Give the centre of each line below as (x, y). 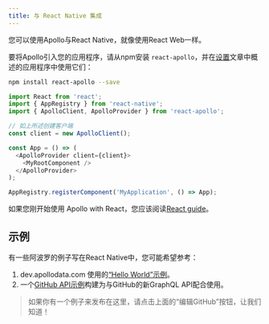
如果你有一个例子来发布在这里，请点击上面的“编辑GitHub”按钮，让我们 (145, 301)
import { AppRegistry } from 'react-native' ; (86, 104)
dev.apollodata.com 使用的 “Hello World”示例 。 (97, 274)
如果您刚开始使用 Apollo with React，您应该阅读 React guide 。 (111, 209)
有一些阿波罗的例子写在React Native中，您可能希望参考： (103, 257)
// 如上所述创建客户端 (41, 126)
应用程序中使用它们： (57, 67)
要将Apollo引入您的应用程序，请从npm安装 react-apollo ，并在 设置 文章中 (130, 56)
